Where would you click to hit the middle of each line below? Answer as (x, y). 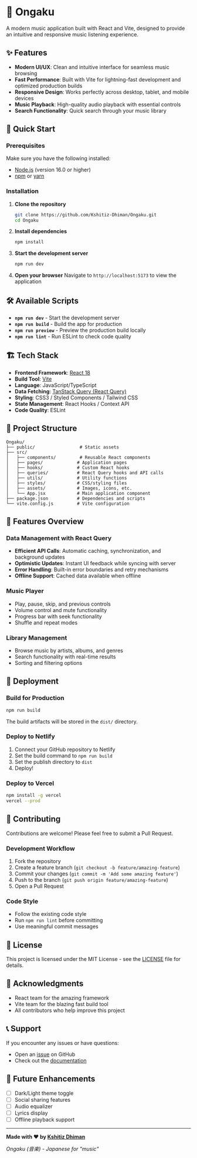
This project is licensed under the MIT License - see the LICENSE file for (93, 959)
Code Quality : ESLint (40, 410)
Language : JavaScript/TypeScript (55, 385)
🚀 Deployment (32, 682)
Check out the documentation (50, 1060)
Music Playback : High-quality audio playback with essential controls (98, 104)
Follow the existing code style (50, 914)
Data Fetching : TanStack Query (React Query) (71, 391)
